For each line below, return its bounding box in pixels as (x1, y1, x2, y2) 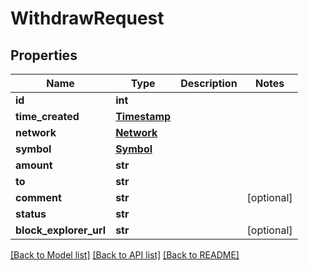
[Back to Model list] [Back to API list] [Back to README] (10, 249, 240, 261)
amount (15, 158, 53, 172)
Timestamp (115, 110, 172, 123)
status (15, 207, 47, 221)
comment (15, 191, 62, 204)
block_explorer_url (15, 223, 107, 237)
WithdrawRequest (10, 7, 165, 30)
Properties (10, 47, 78, 64)
